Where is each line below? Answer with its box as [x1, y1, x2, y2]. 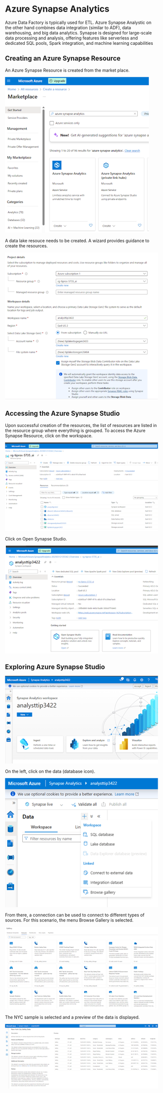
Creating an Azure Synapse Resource [5, 55, 121, 63]
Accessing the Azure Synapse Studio [5, 409, 120, 418]
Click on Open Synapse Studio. [5, 536, 67, 542]
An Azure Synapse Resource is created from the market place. [5, 67, 130, 73]
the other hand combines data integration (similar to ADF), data [5, 24, 131, 30]
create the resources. [5, 242, 48, 249]
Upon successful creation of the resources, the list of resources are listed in [5, 422, 157, 428]
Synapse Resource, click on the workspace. [5, 432, 93, 439]
